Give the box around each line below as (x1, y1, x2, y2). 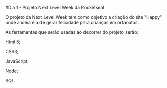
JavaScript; (5, 58, 29, 64)
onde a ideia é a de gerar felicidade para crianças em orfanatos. (5, 20, 139, 25)
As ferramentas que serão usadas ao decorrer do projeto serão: (5, 29, 138, 35)
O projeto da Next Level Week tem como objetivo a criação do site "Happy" (5, 14, 162, 20)
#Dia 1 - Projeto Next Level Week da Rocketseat (5, 5, 105, 10)
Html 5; (5, 39, 21, 45)
